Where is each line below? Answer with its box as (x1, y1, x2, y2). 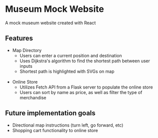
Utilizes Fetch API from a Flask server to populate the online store (19, 84, 153, 90)
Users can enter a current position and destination (19, 52, 122, 58)
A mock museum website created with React (5, 20, 96, 26)
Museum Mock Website (5, 3, 105, 15)
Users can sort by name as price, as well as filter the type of (19, 89, 142, 95)
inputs (19, 63, 33, 69)
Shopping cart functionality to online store (12, 127, 98, 133)
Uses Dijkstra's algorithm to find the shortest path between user (19, 58, 151, 64)
